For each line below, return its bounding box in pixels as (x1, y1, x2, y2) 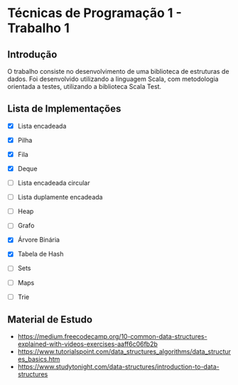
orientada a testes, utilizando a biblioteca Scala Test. (7, 82, 162, 90)
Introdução (7, 48, 58, 60)
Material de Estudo (7, 314, 93, 326)
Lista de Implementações (7, 103, 121, 115)
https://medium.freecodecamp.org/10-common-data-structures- (17, 332, 207, 341)
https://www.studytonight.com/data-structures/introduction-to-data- (17, 362, 220, 371)
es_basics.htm (17, 355, 60, 364)
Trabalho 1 (7, 20, 70, 36)
